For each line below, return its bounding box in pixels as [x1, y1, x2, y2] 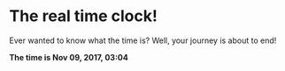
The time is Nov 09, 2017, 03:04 [9, 52, 128, 62]
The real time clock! [9, 6, 158, 26]
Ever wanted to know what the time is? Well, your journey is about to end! [9, 35, 277, 46]
